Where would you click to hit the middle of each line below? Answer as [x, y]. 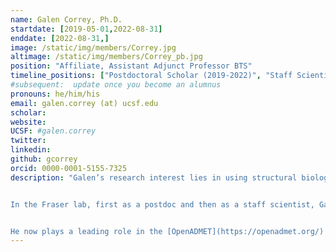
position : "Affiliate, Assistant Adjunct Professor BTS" [131, 66]
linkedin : [31, 150]
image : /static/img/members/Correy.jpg [93, 47]
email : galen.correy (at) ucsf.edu [84, 103]
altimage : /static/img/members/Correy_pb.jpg [106, 57]
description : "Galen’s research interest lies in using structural [154, 177]
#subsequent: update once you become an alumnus [116, 85]
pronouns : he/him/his [55, 94]
